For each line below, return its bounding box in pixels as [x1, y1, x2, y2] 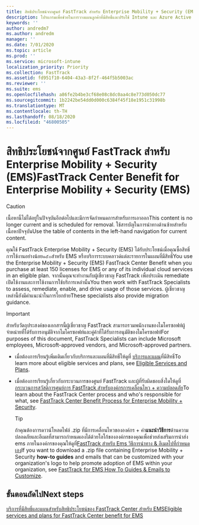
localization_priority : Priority [6, 64, 89, 70]
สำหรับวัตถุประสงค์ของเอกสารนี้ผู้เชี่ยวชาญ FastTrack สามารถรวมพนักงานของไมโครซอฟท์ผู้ [6, 322, 185, 329]
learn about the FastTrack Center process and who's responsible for [14, 391, 182, 398]
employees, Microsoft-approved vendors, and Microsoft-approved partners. [6, 341, 192, 348]
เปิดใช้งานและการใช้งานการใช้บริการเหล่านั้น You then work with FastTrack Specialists [6, 279, 191, 286]
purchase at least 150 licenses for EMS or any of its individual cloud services [6, 266, 193, 273]
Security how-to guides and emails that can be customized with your [14, 453, 185, 461]
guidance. [6, 298, 31, 306]
